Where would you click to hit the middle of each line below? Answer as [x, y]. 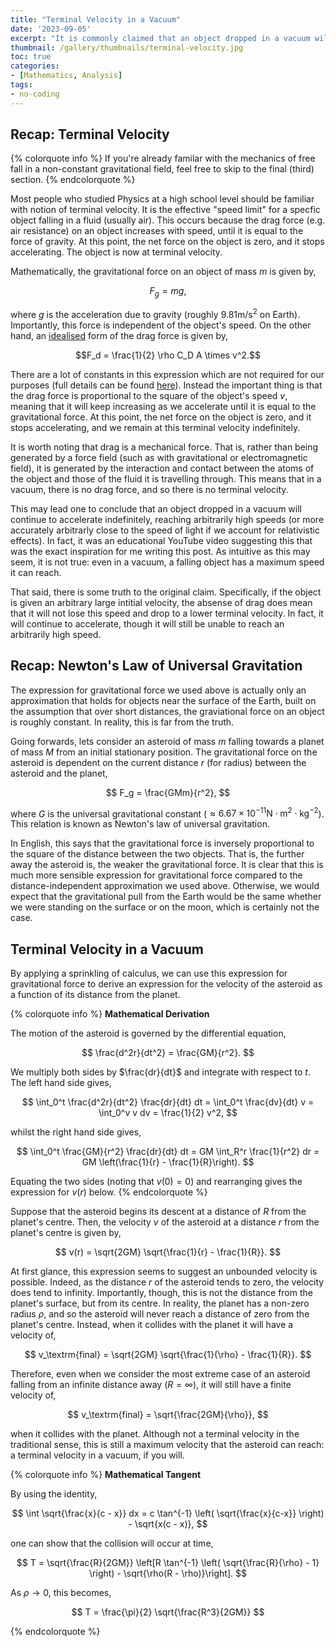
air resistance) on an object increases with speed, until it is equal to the [157, 231]
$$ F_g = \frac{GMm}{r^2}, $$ [168, 792]
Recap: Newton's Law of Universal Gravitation [156, 666]
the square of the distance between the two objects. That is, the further [157, 854]
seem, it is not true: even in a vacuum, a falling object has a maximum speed [167, 562]
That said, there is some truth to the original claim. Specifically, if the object [166, 592]
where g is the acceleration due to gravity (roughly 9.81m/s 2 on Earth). [155, 313]
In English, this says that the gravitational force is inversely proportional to [162, 843]
